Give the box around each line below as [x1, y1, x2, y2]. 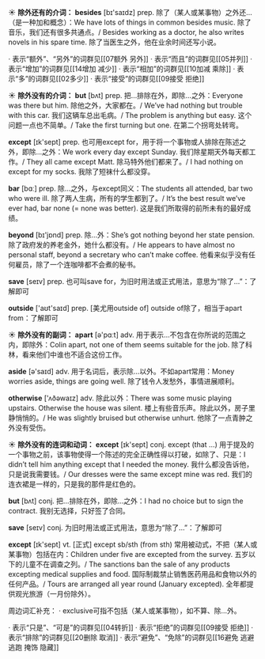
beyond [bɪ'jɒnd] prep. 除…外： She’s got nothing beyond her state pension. [8, 230, 256, 240]
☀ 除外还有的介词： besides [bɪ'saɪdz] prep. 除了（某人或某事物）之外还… [8, 8, 253, 17]
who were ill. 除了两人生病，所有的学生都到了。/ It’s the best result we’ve [8, 194, 246, 203]
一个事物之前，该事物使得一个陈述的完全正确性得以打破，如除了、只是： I [8, 450, 246, 459]
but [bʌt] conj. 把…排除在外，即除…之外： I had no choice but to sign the [8, 496, 244, 506]
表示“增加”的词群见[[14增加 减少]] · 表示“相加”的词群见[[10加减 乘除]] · [8, 64, 236, 74]
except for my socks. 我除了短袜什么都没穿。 [8, 167, 155, 176]
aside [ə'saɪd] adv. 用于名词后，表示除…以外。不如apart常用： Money [8, 367, 235, 376]
